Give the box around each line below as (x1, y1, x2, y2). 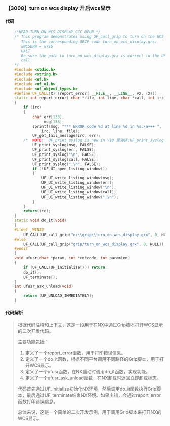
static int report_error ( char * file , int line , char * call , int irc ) (14, 95, 166, 101)
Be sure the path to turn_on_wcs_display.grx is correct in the (21, 53, 159, 58)
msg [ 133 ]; (44, 119, 65, 124)
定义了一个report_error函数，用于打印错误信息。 (25, 350, 126, 356)
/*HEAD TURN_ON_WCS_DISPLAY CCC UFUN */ (14, 29, 101, 35)
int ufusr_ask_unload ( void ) (14, 284, 73, 289)
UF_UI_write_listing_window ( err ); (41, 180, 114, 185)
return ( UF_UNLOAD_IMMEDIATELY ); (23, 293, 94, 298)
